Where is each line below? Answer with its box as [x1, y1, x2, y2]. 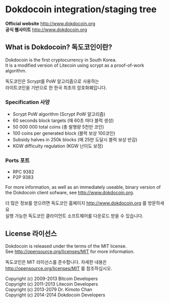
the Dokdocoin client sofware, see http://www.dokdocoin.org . [5, 190, 134, 196]
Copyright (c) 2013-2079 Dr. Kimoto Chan [5, 287, 92, 293]
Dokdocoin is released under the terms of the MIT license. [5, 243, 127, 249]
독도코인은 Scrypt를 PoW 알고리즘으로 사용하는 [5, 78, 99, 84]
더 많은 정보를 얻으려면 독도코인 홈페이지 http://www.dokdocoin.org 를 [5, 200, 147, 206]
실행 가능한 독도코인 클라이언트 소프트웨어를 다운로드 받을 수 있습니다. [5, 213, 144, 219]
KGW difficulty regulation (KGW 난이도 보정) [12, 143, 104, 149]
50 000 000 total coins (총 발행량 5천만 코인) [12, 124, 105, 130]
